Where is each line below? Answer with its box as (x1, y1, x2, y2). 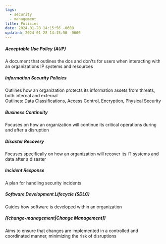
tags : (5, 7, 16, 12)
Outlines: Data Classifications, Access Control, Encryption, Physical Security (5, 98, 161, 104)
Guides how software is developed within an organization (5, 204, 122, 210)
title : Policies (5, 21, 39, 26)
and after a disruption (5, 127, 49, 133)
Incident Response (5, 167, 45, 174)
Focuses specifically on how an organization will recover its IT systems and (5, 151, 159, 157)
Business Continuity (5, 109, 48, 115)
